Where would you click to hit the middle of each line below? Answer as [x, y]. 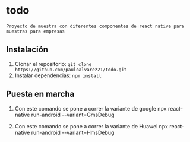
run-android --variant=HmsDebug [73, 132]
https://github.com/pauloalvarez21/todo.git [71, 70]
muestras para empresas [36, 31]
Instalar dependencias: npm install [58, 75]
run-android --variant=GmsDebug [73, 115]
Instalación [27, 50]
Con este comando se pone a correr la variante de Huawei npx [91, 126]
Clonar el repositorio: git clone [53, 64]
